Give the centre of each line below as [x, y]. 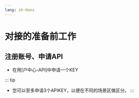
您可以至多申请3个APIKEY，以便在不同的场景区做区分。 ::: [73, 90]
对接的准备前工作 [41, 36]
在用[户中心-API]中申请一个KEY [45, 70]
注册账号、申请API [34, 57]
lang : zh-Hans [20, 10]
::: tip [10, 80]
